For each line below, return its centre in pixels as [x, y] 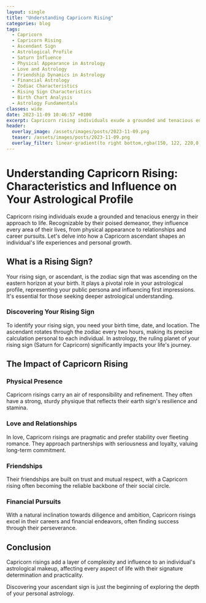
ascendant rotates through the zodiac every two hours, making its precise [100, 332]
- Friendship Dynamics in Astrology [59, 75]
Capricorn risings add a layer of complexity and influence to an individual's [101, 562]
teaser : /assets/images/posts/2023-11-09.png [71, 138]
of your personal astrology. [40, 594]
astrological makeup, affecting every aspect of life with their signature [95, 569]
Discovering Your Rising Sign [51, 312]
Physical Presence [35, 382]
